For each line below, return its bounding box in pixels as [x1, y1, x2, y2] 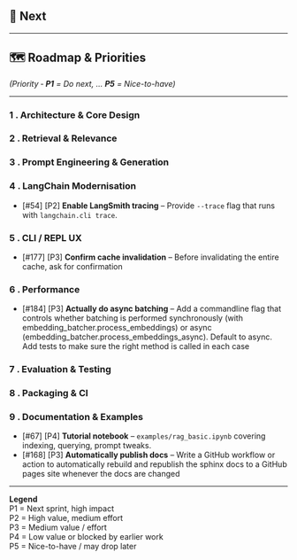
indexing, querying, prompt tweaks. [21, 440, 152, 451]
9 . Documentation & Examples [9, 411, 144, 424]
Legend [9, 494, 38, 505]
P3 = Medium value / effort [9, 522, 108, 533]
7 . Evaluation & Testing [9, 363, 112, 376]
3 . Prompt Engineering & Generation [9, 156, 170, 168]
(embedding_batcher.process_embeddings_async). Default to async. [21, 331, 272, 342]
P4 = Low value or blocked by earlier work [9, 532, 164, 542]
